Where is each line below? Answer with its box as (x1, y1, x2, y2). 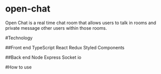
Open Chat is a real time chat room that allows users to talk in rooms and (5, 20, 156, 26)
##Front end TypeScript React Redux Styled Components (5, 44, 125, 50)
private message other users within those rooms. (5, 25, 107, 31)
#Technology (5, 35, 33, 41)
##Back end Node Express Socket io (5, 54, 82, 60)
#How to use (5, 64, 32, 70)
